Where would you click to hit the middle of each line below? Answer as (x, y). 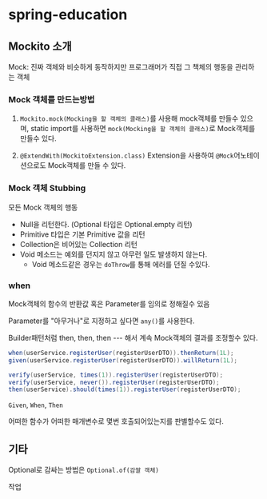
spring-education (68, 15)
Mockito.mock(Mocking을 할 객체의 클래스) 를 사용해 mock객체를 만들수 (129, 118)
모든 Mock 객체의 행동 (43, 207)
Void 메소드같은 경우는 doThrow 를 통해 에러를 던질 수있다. (121, 264)
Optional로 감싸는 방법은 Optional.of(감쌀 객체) (84, 470)
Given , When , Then (36, 405)
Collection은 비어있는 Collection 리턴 (79, 244)
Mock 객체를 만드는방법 (52, 99)
